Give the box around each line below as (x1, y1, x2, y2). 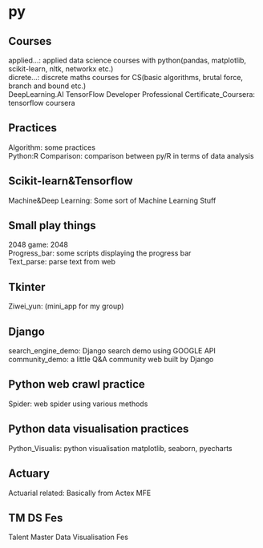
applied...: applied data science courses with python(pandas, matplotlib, (8, 55, 247, 65)
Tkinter (8, 280, 46, 294)
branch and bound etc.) (8, 81, 87, 91)
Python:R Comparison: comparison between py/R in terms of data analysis (8, 151, 254, 160)
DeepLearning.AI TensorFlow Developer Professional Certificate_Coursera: (8, 90, 255, 99)
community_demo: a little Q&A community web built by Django (8, 355, 214, 365)
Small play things (8, 219, 96, 232)
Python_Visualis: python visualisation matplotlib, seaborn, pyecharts (8, 443, 233, 453)
